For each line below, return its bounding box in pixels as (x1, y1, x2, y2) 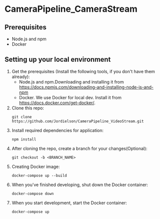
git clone (11, 114, 32, 119)
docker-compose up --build (11, 173, 67, 178)
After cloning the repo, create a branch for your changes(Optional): (11, 145, 148, 151)
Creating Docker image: (11, 164, 60, 169)
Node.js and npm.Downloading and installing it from (19, 79, 124, 84)
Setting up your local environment (4, 55, 111, 64)
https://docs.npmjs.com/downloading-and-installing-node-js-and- (19, 84, 154, 90)
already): (11, 74, 30, 80)
